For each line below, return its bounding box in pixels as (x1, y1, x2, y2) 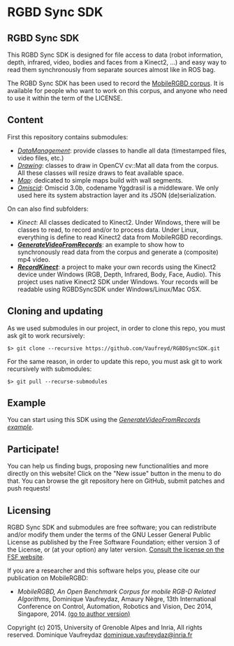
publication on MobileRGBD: (7, 574, 89, 582)
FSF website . (7, 553, 45, 561)
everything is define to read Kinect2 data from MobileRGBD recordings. (17, 232, 224, 241)
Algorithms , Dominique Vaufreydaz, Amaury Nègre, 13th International (17, 595, 217, 603)
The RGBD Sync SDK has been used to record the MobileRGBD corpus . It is (7, 79, 224, 87)
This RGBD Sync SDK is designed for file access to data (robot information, (7, 50, 224, 59)
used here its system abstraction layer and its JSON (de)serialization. (17, 190, 217, 199)
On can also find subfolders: (7, 204, 89, 213)
